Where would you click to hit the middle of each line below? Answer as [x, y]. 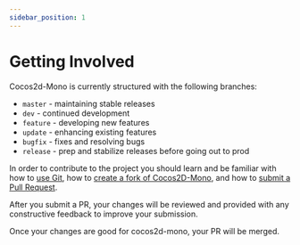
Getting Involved [72, 61]
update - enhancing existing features [89, 132]
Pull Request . [33, 187]
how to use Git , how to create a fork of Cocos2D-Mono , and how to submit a [150, 177]
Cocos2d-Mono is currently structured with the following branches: [133, 86]
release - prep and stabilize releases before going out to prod [136, 151]
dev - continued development [76, 113]
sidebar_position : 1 [48, 17]
